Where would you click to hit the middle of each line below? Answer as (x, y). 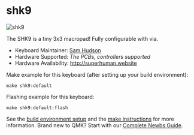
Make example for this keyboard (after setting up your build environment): (97, 74)
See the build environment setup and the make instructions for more (90, 119)
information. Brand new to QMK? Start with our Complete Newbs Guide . (95, 125)
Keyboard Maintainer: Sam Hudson (58, 50)
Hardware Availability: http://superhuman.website (76, 63)
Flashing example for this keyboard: (50, 97)
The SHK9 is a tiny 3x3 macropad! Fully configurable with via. (82, 38)
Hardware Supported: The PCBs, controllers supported (83, 56)
